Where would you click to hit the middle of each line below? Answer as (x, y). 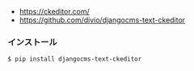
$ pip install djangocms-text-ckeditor (75, 59)
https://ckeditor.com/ (54, 12)
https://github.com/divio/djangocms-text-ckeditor (102, 20)
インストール (32, 41)
